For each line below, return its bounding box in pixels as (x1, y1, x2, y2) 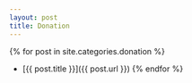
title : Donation (9, 21, 70, 30)
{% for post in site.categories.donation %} (9, 46, 166, 56)
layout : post (9, 12, 58, 22)
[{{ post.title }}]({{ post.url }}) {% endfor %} (22, 63, 184, 74)
